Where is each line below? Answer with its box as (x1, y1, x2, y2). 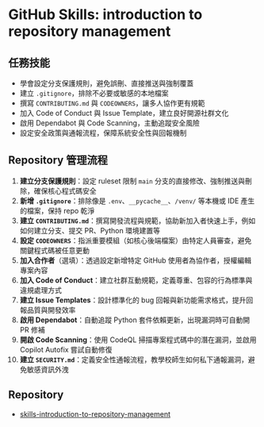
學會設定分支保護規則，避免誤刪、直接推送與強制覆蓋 (19, 79, 194, 88)
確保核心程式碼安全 (33, 186, 97, 195)
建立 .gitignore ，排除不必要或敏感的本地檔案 (19, 89, 169, 98)
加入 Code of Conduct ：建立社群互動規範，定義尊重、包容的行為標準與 (19, 275, 253, 285)
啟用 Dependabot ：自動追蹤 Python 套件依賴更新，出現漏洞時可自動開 (19, 315, 251, 325)
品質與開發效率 (26, 305, 76, 314)
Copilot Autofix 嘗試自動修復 (19, 344, 113, 354)
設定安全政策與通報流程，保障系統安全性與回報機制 (19, 129, 187, 137)
